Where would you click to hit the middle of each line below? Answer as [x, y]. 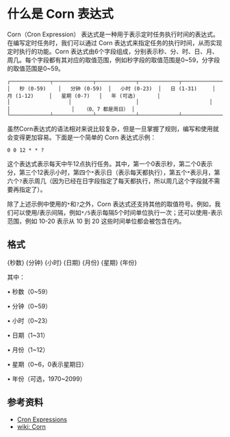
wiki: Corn [31, 426]
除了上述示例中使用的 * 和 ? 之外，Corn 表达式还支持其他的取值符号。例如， [111, 204]
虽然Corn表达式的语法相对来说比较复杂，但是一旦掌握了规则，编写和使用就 [113, 129]
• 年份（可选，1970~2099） [47, 379]
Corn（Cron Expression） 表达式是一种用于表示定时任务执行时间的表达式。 [113, 34]
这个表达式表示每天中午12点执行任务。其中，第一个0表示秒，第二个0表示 [110, 163]
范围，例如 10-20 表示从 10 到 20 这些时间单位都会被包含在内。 [96, 221]
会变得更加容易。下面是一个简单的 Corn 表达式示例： [82, 137]
